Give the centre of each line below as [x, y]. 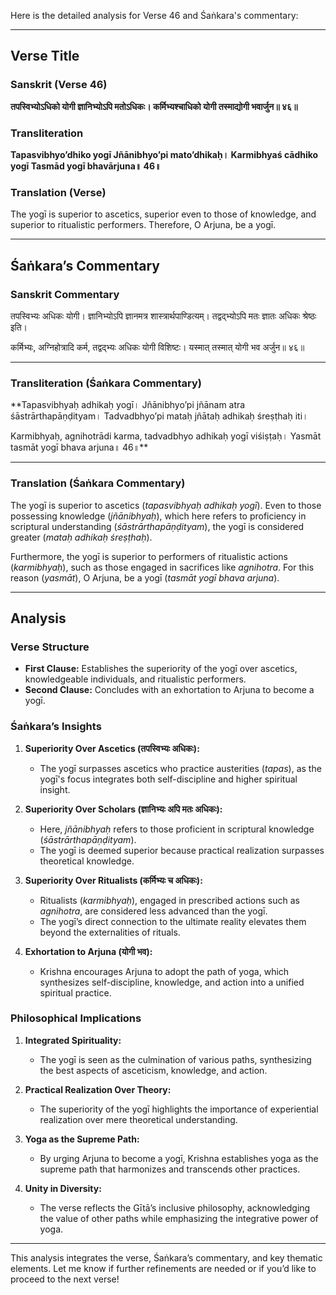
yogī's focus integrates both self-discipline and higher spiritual [168, 779]
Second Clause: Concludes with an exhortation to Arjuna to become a [169, 690]
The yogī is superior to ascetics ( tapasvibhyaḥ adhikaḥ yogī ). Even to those [166, 505]
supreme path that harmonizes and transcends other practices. [170, 1169]
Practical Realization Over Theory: [98, 1089]
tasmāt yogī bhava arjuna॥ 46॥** [79, 447]
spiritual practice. [75, 992]
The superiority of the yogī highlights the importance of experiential [179, 1109]
